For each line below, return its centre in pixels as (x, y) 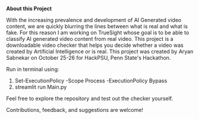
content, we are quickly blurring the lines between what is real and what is (97, 26)
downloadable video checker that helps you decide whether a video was (95, 45)
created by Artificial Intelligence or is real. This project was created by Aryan (100, 52)
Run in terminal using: (33, 69)
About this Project (29, 9)
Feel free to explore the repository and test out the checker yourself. (90, 98)
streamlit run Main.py (41, 87)
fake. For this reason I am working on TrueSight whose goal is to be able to (98, 33)
